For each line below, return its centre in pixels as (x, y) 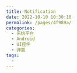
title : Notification (31, 11)
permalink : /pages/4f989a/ (39, 22)
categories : (20, 28)
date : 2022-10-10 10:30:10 (39, 17)
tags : (13, 55)
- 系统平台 (23, 34)
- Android (23, 39)
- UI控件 (21, 45)
